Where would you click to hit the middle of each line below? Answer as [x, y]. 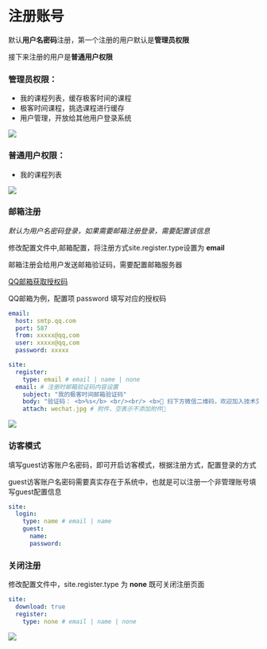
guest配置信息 [38, 492]
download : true [41, 606]
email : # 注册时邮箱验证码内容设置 [67, 387]
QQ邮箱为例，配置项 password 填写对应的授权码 [87, 298]
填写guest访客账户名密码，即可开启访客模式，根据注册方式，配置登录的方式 [132, 464]
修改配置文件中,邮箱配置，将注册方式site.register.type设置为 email [116, 247]
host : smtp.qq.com [46, 321]
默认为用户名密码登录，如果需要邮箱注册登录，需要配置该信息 [109, 231]
